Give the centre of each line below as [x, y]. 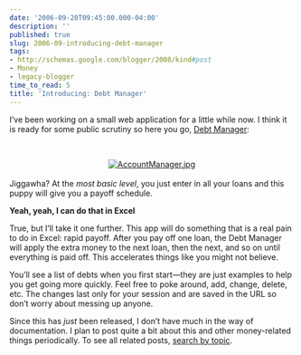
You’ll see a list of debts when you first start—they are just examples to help [150, 274]
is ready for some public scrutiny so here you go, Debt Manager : [130, 129]
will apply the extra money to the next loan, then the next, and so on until [145, 247]
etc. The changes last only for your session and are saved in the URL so [143, 293]
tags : [19, 52]
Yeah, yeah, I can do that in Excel [72, 210]
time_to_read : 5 [40, 85]
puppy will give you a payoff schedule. [81, 193]
